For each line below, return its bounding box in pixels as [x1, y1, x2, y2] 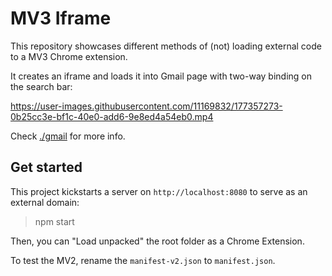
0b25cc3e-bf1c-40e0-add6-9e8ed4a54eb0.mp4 [10, 110, 214, 122]
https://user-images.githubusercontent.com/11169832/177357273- [10, 100, 283, 112]
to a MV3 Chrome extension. [10, 50, 128, 62]
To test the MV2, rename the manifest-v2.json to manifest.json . [10, 254, 276, 266]
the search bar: [10, 80, 73, 92]
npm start [34, 215, 75, 227]
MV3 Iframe [10, 7, 112, 30]
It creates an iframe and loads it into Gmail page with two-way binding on [10, 70, 313, 82]
